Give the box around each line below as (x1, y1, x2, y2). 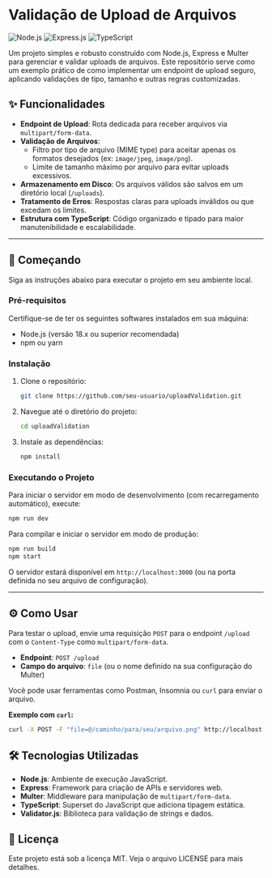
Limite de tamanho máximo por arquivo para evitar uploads (32, 162, 229, 172)
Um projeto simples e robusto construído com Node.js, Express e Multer (8, 48, 249, 58)
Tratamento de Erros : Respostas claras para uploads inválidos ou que (19, 196, 254, 206)
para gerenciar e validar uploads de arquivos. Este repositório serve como (8, 57, 256, 66)
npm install (19, 452, 61, 461)
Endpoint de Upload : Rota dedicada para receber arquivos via (19, 119, 228, 129)
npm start (8, 552, 42, 560)
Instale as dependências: (19, 437, 104, 446)
